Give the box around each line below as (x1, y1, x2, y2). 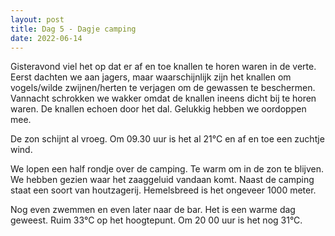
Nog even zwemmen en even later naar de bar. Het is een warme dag (10, 204, 296, 216)
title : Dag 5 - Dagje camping (10, 24, 137, 34)
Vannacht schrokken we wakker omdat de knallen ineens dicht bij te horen (10, 92, 317, 105)
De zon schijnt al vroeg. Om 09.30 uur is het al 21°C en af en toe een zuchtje (10, 133, 325, 145)
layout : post (10, 14, 65, 25)
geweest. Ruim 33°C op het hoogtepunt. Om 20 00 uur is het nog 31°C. (10, 214, 303, 226)
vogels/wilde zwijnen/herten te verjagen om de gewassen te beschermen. (10, 82, 316, 94)
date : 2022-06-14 (10, 33, 83, 43)
